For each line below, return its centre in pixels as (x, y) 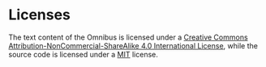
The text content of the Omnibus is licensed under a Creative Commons (129, 37)
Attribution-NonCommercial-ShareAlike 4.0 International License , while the (133, 45)
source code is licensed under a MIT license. (83, 54)
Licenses (40, 15)
